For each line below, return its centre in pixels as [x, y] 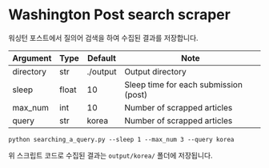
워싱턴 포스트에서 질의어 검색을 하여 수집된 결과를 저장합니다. [103, 38]
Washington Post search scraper [119, 15]
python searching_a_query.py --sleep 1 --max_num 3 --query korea [121, 139]
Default [102, 58]
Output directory [155, 71]
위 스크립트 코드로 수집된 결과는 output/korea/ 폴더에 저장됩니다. [111, 155]
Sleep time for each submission [183, 84]
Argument [32, 58]
